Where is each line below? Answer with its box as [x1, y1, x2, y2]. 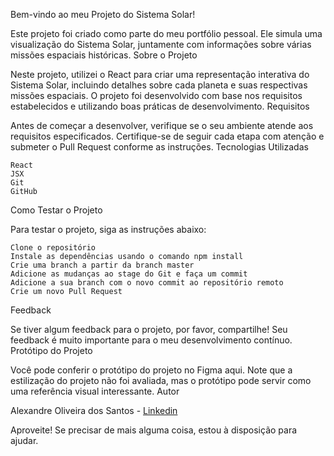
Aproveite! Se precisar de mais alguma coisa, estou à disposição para [10, 424, 298, 436]
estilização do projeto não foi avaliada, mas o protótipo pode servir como [10, 375, 312, 386]
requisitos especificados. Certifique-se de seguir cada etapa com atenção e [10, 130, 325, 142]
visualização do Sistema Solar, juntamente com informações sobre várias [10, 39, 312, 50]
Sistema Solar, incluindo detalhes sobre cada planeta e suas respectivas [10, 79, 308, 91]
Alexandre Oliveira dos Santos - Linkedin [10, 405, 178, 416]
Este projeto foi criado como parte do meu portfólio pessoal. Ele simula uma [10, 28, 323, 39]
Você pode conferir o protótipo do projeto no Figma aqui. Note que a [10, 364, 293, 376]
